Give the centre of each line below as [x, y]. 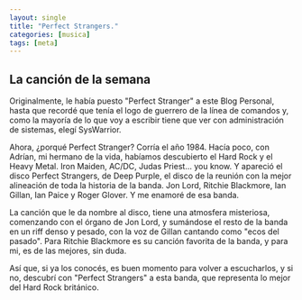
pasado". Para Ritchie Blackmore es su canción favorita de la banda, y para [149, 241]
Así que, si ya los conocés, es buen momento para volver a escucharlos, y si [151, 268]
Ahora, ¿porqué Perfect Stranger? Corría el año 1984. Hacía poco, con [140, 147]
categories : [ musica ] [50, 34]
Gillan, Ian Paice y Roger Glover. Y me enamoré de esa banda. [124, 195]
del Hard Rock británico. [54, 287]
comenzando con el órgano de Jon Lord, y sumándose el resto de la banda [149, 223]
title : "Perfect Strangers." [64, 26]
